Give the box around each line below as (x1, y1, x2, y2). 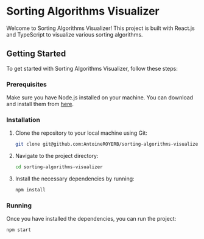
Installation (6, 115, 41, 124)
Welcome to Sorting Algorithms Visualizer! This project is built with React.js (6, 24, 195, 32)
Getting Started (6, 49, 66, 59)
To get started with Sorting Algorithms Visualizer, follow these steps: (6, 65, 178, 72)
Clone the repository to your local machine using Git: (15, 129, 148, 137)
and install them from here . (6, 101, 74, 108)
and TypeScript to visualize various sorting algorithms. (6, 30, 143, 38)
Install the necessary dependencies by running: (15, 175, 135, 182)
